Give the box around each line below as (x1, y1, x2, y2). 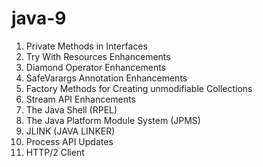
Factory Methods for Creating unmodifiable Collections (25, 82, 253, 94)
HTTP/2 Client (25, 146, 85, 158)
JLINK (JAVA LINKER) (25, 125, 116, 137)
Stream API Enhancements (25, 93, 136, 105)
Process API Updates (25, 135, 114, 147)
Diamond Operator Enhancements (25, 61, 166, 73)
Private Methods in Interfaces (25, 40, 148, 52)
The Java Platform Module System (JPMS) (25, 114, 201, 126)
